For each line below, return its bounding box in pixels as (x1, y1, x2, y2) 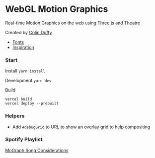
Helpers (5, 112, 25, 119)
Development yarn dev (5, 78, 52, 84)
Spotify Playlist (5, 136, 43, 143)
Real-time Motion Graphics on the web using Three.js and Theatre (5, 20, 141, 26)
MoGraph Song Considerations (5, 147, 69, 153)
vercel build (5, 97, 32, 102)
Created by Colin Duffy (5, 29, 52, 35)
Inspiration (12, 44, 34, 50)
